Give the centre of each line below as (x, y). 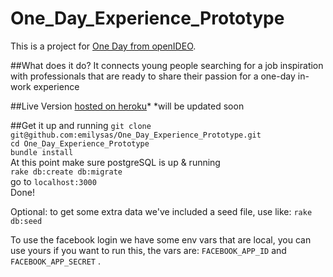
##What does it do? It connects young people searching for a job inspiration (167, 65)
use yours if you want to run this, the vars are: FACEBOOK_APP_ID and (148, 250)
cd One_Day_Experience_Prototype (80, 143)
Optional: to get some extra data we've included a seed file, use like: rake (161, 211)
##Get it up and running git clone (81, 125)
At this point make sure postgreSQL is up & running (115, 162)
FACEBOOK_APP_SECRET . (56, 261)
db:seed (26, 221)
